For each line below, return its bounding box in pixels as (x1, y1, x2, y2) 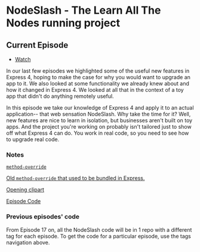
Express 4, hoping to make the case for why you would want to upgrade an (6, 74, 191, 80)
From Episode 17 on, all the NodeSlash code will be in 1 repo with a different (6, 226, 192, 233)
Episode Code (6, 198, 41, 205)
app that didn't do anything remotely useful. (6, 93, 115, 99)
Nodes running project (6, 16, 121, 30)
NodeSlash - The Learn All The (6, 4, 161, 17)
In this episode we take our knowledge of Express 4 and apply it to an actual (6, 104, 194, 111)
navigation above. (6, 239, 50, 246)
